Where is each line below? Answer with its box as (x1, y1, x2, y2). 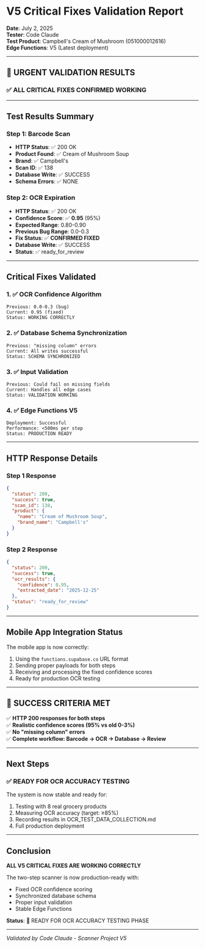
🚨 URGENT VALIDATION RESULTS (6, 67, 135, 78)
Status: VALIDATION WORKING (6, 392, 78, 398)
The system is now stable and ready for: (6, 791, 108, 798)
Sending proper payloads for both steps (15, 661, 116, 669)
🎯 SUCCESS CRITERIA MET (6, 698, 111, 708)
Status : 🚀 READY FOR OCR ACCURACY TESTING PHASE (6, 917, 149, 924)
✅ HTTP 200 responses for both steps (6, 714, 106, 722)
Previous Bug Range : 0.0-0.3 (15, 227, 90, 235)
